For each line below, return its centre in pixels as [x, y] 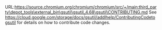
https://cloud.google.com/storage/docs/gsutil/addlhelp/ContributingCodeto [80, 17]
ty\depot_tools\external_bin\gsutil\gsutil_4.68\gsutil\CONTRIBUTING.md [76, 12]
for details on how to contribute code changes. [63, 22]
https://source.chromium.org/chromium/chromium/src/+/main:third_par [86, 7]
